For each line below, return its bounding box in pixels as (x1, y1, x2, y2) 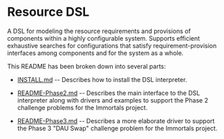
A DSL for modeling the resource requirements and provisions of (7, 27, 192, 35)
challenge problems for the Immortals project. (17, 103, 148, 111)
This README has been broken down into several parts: (7, 62, 166, 70)
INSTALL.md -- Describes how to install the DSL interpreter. (17, 75, 187, 83)
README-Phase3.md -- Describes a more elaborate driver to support (17, 116, 215, 125)
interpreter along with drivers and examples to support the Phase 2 (17, 96, 209, 104)
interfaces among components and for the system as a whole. (7, 49, 184, 57)
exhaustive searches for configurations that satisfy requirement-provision (7, 41, 217, 50)
